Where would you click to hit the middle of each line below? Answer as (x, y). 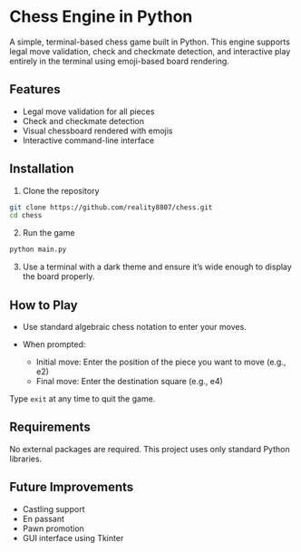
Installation (42, 169)
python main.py (38, 250)
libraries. (26, 459)
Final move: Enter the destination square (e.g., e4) (130, 381)
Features (35, 89)
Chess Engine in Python (101, 17)
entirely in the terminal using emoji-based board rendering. (119, 61)
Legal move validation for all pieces (88, 111)
